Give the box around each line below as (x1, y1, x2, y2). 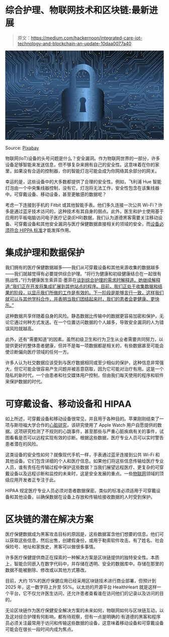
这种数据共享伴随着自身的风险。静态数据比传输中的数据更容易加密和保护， (5, 313, 159, 319)
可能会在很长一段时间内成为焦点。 (5, 626, 76, 632)
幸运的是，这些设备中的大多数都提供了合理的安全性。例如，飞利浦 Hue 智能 (5, 179, 162, 185)
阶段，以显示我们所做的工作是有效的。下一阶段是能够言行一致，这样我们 (14, 289, 164, 296)
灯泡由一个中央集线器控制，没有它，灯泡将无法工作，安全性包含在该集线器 (5, 185, 159, 191)
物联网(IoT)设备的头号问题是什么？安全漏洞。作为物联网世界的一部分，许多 (5, 155, 160, 161)
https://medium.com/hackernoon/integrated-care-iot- (31, 35, 142, 41)
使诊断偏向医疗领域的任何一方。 (5, 349, 71, 355)
